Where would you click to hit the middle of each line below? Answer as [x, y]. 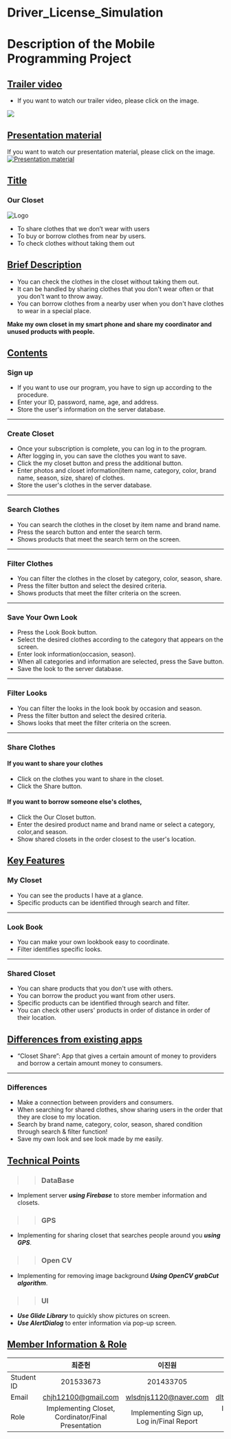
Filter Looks [27, 693]
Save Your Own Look [42, 617]
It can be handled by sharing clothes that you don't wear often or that [115, 289]
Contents [27, 353]
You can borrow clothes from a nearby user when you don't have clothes [120, 303]
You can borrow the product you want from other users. [96, 996]
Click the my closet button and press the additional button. [100, 463]
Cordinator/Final [81, 1417]
